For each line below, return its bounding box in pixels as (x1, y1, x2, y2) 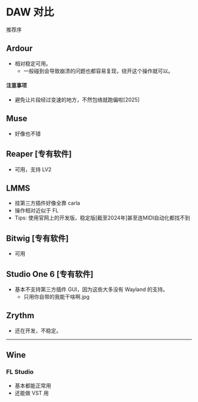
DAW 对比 (6, 5, 54, 19)
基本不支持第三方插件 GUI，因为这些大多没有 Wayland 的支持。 (14, 286, 169, 293)
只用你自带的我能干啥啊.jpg (23, 293, 90, 300)
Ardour (6, 44, 33, 54)
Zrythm (6, 311, 34, 321)
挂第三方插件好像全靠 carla (14, 200, 81, 207)
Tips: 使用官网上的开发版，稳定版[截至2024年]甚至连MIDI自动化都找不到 (14, 214, 190, 221)
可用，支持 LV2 (14, 166, 52, 173)
